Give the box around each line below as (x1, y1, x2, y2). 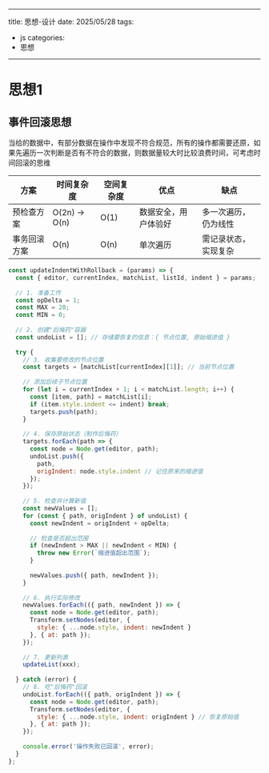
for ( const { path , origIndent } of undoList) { (22, 511, 188, 520)
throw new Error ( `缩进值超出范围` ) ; (37, 549, 151, 557)
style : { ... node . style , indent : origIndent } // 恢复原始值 (37, 713, 239, 721)
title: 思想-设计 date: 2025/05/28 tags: (8, 17, 134, 26)
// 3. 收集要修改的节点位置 (22, 355, 104, 364)
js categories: (19, 33, 66, 42)
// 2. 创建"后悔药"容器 (15, 326, 86, 334)
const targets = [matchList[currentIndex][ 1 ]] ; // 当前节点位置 (22, 363, 235, 371)
